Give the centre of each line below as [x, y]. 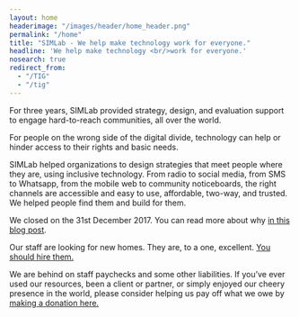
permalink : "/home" [46, 34]
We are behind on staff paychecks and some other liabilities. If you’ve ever [147, 274]
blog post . [28, 230]
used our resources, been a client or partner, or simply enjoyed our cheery [147, 284]
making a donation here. [54, 303]
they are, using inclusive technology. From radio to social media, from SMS [148, 174]
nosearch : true [38, 59]
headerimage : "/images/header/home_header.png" [100, 26]
